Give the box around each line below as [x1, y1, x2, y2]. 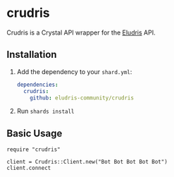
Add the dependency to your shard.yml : [16, 67, 132, 75]
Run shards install [16, 107, 75, 116]
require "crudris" [6, 146, 61, 153]
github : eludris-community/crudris [30, 94, 135, 102]
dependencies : [16, 81, 58, 88]
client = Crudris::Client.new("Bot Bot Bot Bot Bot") [6, 159, 168, 166]
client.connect [6, 164, 51, 172]
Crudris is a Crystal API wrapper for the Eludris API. [6, 28, 156, 37]
